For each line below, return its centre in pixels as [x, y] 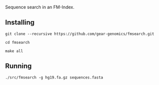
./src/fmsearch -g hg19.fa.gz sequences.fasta [54, 77]
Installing [20, 22]
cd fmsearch [17, 42]
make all [14, 51]
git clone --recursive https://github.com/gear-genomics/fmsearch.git [80, 34]
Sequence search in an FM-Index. [40, 7]
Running [19, 66]
